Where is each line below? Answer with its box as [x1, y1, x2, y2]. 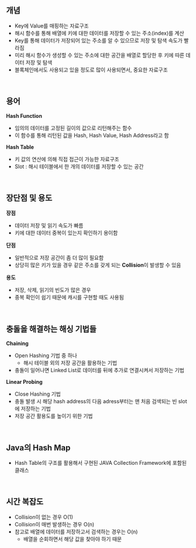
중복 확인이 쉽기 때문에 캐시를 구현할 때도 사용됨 [14, 294, 124, 301]
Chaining [6, 340, 29, 347]
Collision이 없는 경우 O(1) [14, 513, 73, 520]
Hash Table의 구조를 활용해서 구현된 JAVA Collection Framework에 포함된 [14, 459, 187, 467]
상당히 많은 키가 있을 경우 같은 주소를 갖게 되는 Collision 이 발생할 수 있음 [14, 261, 181, 268]
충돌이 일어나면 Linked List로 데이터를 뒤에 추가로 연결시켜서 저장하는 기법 [14, 367, 184, 374]
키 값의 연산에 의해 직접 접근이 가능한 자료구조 [14, 155, 119, 162]
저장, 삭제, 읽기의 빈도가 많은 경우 [14, 287, 91, 294]
